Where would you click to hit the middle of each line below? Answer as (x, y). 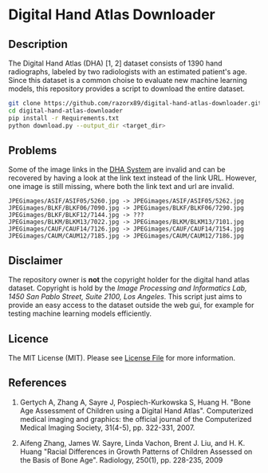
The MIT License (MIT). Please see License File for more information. (122, 357)
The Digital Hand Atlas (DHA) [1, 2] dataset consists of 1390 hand (115, 63)
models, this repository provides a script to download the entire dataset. (127, 89)
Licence (29, 339)
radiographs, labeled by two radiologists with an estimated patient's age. (128, 72)
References (37, 383)
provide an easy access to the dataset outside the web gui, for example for (131, 305)
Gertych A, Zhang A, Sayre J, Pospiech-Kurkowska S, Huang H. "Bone (135, 402)
